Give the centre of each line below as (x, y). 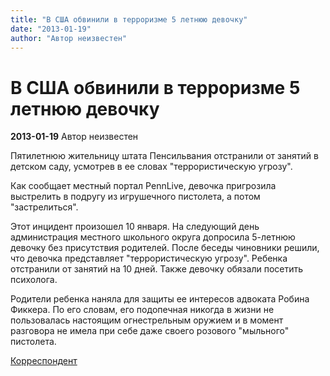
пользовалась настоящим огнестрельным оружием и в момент (147, 320)
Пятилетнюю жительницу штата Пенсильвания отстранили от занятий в (164, 156)
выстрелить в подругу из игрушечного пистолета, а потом (135, 197)
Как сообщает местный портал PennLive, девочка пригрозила (143, 186)
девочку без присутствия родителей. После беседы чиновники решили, (165, 248)
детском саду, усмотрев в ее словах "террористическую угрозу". (151, 167)
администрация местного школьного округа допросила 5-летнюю (153, 237)
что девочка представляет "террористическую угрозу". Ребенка (149, 258)
